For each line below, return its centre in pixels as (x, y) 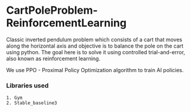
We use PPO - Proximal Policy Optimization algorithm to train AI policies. (95, 70)
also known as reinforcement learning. (53, 58)
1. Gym (14, 98)
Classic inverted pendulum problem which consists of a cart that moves (94, 39)
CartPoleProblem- (52, 10)
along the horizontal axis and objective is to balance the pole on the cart (95, 46)
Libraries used (27, 85)
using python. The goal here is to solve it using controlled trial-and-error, (96, 52)
